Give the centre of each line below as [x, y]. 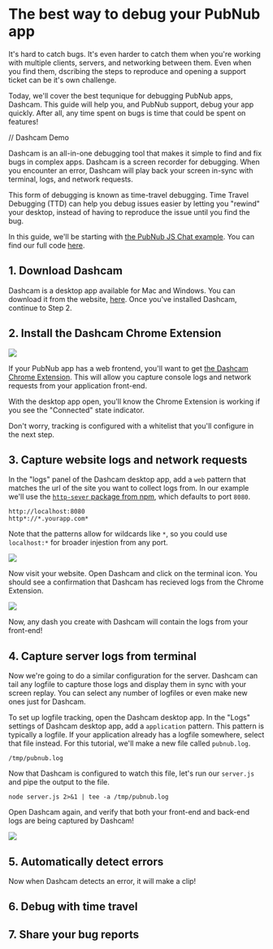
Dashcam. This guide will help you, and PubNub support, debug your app [131, 104]
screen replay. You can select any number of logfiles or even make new [128, 693]
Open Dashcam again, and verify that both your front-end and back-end [129, 812]
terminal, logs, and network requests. [71, 179]
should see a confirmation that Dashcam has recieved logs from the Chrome [136, 582]
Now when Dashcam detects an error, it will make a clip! [102, 881]
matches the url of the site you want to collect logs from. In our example [129, 488]
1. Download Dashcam [66, 271]
